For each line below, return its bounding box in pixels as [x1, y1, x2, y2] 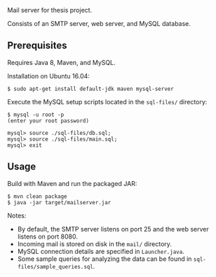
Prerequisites [7, 40, 67, 52]
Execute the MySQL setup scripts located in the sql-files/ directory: [7, 97, 208, 106]
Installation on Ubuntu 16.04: [7, 71, 90, 80]
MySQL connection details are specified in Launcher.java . [17, 247, 184, 255]
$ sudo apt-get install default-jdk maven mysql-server [7, 85, 174, 92]
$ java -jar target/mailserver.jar [7, 199, 112, 206]
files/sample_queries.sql [17, 263, 93, 270]
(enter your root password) [7, 117, 90, 125]
